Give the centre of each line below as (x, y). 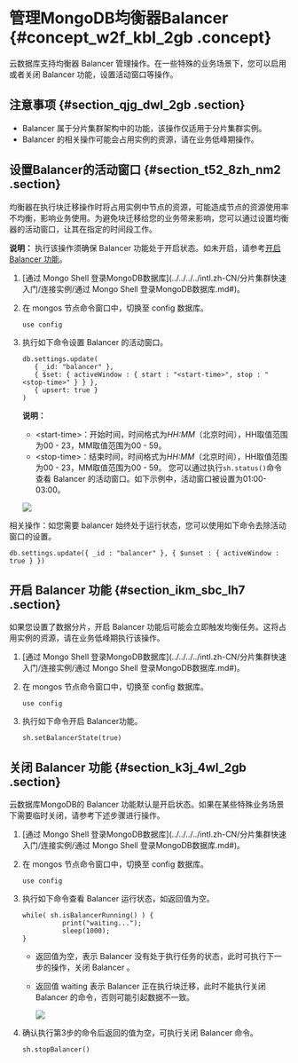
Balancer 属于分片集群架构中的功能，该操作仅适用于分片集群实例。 (144, 128)
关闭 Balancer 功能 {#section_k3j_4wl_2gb (128, 767)
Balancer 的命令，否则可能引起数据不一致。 (115, 997)
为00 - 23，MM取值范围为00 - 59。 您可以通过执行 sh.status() (151, 468)
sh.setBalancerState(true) (72, 738)
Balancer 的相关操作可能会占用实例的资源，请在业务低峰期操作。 (140, 139)
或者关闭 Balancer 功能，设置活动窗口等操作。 (94, 74)
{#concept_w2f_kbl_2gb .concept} (141, 38)
